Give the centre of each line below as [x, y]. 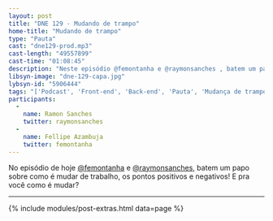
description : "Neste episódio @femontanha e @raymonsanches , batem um [132, 69]
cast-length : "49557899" [50, 54]
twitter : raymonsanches [63, 122]
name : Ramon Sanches [58, 115]
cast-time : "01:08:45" [47, 62]
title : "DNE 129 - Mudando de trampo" [74, 24]
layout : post [30, 16]
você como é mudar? [44, 184]
